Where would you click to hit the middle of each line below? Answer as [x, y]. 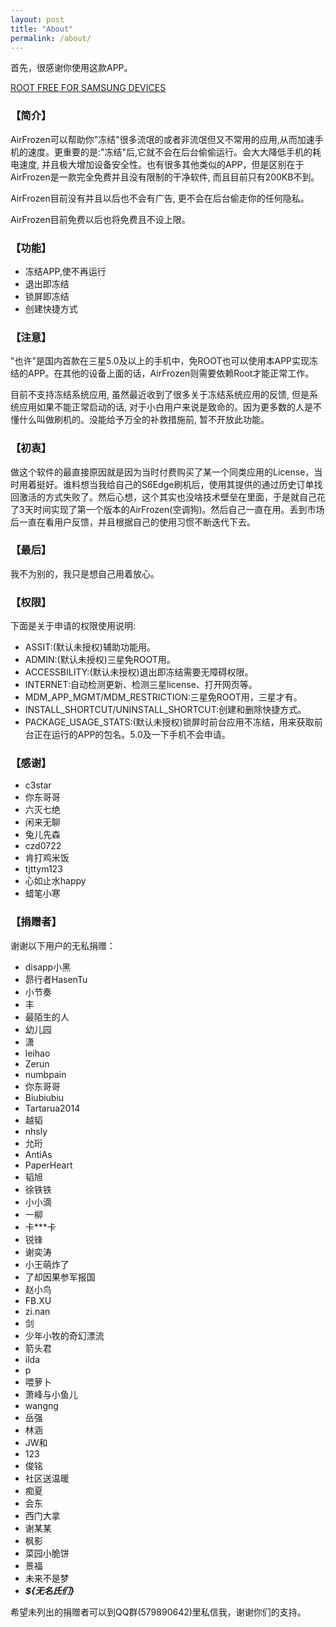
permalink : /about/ [51, 38]
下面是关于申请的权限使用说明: [73, 626]
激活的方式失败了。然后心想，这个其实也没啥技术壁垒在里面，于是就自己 [167, 497]
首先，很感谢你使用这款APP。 [71, 68]
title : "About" [42, 29]
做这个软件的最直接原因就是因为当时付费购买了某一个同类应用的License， [162, 472]
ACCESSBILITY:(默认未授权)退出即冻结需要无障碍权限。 [139, 672]
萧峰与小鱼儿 [51, 1394]
